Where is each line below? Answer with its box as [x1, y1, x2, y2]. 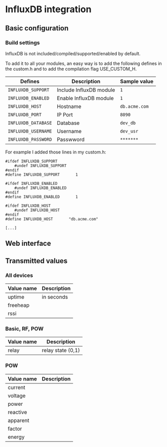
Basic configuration [5, 24, 69, 33]
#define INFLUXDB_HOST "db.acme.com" [5, 216, 99, 221]
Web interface [5, 239, 52, 248]
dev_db [119, 120, 136, 125]
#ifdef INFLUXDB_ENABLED [5, 181, 58, 186]
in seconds [41, 293, 68, 300]
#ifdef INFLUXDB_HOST [5, 203, 51, 208]
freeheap [8, 301, 30, 308]
